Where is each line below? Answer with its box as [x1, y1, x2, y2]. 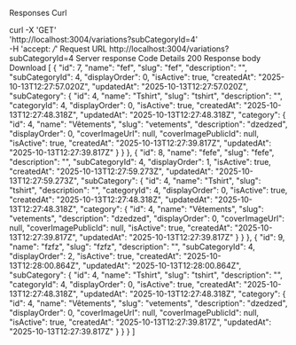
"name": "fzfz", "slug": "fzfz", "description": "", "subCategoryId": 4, [9, 241, 255, 252]
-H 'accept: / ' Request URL [9, 43, 108, 54]
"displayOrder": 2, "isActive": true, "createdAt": [9, 251, 182, 261]
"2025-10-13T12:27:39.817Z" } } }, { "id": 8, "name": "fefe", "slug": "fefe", [9, 147, 275, 158]
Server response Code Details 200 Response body [74, 53, 261, 63]
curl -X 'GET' [9, 25, 57, 35]
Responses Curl [9, 8, 67, 18]
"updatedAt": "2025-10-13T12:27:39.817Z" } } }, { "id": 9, [79, 232, 285, 242]
